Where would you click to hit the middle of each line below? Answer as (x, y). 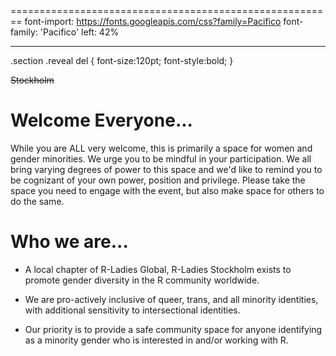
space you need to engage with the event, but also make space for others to (167, 190)
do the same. (37, 201)
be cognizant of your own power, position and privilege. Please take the (158, 180)
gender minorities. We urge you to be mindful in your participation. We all (161, 158)
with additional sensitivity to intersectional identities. (132, 310)
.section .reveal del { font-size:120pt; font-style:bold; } (122, 60)
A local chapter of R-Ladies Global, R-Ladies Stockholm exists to (158, 269)
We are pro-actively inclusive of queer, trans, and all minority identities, (171, 299)
